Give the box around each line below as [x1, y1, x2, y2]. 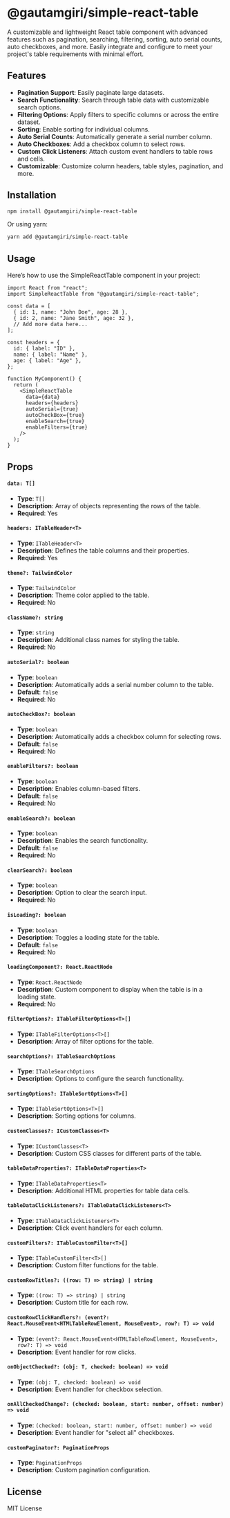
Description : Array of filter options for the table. [17, 1037, 154, 1045]
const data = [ [7, 303, 51, 310]
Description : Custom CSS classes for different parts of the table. [17, 1149, 202, 1157]
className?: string [7, 614, 64, 621]
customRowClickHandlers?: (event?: [7, 1314, 110, 1321]
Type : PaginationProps [17, 1458, 83, 1467]
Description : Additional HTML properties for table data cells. [17, 1186, 190, 1195]
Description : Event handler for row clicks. [17, 1348, 137, 1356]
